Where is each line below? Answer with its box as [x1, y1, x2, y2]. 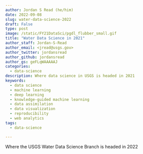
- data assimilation [10, 102, 53, 107]
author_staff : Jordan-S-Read [5, 41, 67, 46]
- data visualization [10, 106, 56, 111]
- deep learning [10, 92, 44, 97]
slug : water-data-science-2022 [5, 17, 71, 22]
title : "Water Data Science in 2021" [5, 36, 85, 41]
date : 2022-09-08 [5, 12, 42, 17]
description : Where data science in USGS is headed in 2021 [5, 73, 135, 79]
